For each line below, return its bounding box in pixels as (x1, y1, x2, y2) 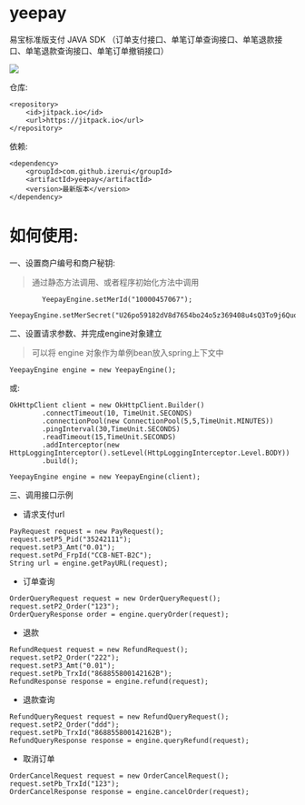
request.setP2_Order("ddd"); (9, 719, 120, 730)
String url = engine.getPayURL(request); (9, 558, 169, 568)
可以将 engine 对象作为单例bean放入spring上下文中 (31, 347, 224, 357)
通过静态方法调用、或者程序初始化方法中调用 (31, 277, 200, 287)
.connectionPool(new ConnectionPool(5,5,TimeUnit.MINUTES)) (42, 417, 274, 426)
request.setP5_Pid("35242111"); (9, 535, 132, 544)
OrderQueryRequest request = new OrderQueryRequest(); (9, 594, 221, 603)
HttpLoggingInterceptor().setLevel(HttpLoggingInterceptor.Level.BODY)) (9, 448, 290, 458)
